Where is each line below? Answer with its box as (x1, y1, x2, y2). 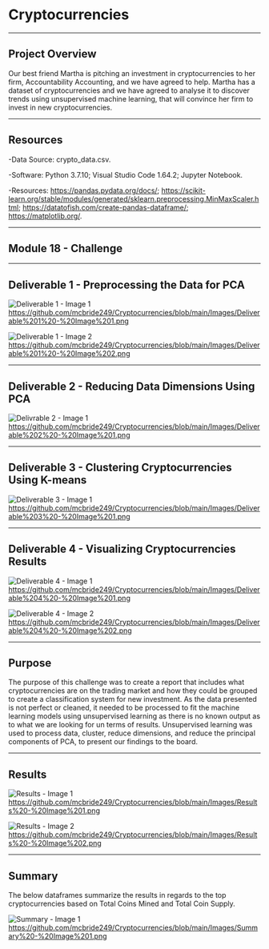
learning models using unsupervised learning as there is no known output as (8, 711, 261, 721)
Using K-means (8, 474, 87, 487)
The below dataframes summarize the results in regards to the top (8, 891, 227, 900)
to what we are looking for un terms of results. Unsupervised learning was (8, 720, 253, 730)
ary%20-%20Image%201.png (8, 931, 107, 941)
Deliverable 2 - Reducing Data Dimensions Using (8, 379, 255, 393)
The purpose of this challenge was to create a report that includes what (8, 678, 245, 687)
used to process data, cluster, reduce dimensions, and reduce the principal (8, 728, 256, 738)
